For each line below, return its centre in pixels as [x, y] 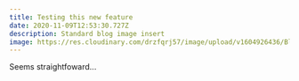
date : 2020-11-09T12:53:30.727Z [69, 26]
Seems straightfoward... [53, 67]
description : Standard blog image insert [87, 33]
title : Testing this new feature [71, 17]
